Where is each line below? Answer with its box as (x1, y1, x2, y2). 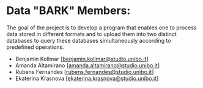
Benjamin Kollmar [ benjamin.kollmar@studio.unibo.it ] (15, 55, 149, 62)
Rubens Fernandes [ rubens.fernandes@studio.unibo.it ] (15, 68, 154, 75)
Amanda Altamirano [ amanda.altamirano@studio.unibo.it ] (15, 62, 160, 69)
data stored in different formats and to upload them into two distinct (6, 30, 177, 37)
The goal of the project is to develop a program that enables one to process (6, 24, 197, 31)
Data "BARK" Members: (6, 4, 131, 18)
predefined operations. (6, 43, 64, 51)
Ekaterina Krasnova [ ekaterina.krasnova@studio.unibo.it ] (15, 75, 159, 82)
